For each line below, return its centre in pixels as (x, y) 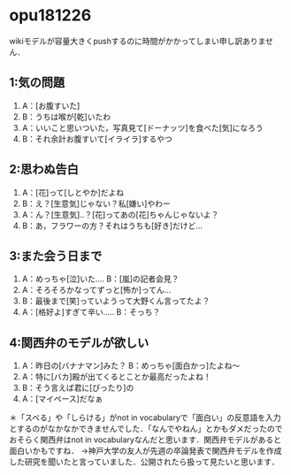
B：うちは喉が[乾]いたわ (66, 117)
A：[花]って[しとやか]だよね (73, 192)
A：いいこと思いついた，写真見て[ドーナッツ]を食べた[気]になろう (142, 127)
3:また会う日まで (56, 256)
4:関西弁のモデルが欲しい (79, 343)
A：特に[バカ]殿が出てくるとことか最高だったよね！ (116, 377)
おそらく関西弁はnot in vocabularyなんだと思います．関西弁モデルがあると (145, 440)
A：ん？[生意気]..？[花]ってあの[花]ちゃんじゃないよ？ (120, 214)
